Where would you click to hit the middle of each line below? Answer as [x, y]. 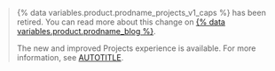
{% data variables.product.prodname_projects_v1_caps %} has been [141, 13]
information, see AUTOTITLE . [70, 57]
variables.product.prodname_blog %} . [86, 31]
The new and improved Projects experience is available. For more [136, 48]
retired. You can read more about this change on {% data [121, 22]
